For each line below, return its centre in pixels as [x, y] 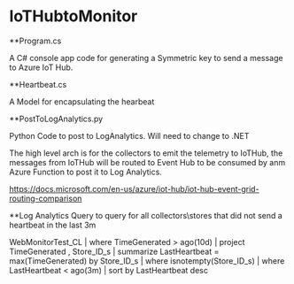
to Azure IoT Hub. [41, 67]
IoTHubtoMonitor [73, 16]
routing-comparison [46, 198]
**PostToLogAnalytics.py [56, 119]
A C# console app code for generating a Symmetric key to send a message [146, 58]
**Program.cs [35, 41]
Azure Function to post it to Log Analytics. [85, 172]
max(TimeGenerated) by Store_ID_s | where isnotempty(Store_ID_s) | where [147, 261]
